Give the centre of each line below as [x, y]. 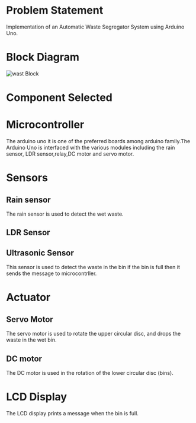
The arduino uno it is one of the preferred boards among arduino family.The [98, 141]
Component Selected [59, 98]
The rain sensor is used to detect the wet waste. [65, 214]
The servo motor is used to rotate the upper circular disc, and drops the [94, 334]
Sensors [27, 178]
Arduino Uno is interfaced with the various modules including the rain [91, 147]
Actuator [28, 297]
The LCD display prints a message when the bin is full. [73, 413]
